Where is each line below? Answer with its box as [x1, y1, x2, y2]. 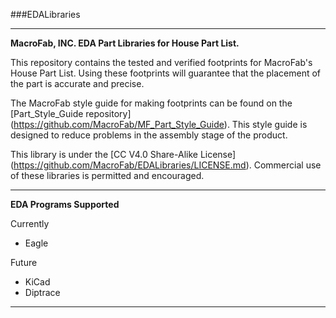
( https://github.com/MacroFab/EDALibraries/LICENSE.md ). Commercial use [10, 159, 322, 171]
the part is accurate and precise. [10, 78, 145, 89]
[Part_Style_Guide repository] [10, 108, 132, 119]
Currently [10, 218, 50, 229]
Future [10, 257, 38, 268]
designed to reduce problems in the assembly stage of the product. [10, 129, 288, 141]
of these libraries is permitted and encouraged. [10, 170, 205, 181]
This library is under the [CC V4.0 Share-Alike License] [10, 149, 237, 160]
